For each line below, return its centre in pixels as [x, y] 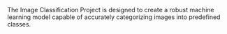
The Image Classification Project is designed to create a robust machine [111, 10]
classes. [19, 24]
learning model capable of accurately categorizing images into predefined [114, 17]
